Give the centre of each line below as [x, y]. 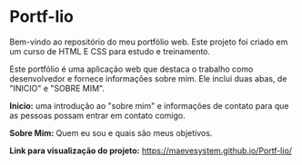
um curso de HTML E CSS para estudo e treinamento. [110, 51]
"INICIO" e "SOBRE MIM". [57, 88]
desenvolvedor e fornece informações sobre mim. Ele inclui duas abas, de [148, 78]
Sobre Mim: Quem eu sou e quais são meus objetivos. [111, 132]
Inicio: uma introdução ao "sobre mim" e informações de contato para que [149, 105]
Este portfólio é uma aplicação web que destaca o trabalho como [131, 69]
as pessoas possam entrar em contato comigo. [97, 115]
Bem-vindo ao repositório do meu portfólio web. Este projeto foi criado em [149, 42]
